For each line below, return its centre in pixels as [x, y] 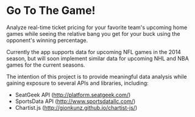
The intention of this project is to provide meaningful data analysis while [97, 76]
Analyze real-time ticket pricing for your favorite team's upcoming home [97, 27]
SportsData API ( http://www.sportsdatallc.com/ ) [75, 101]
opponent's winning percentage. [47, 40]
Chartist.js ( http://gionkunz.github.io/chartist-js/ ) [76, 107]
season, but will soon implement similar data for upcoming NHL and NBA [97, 58]
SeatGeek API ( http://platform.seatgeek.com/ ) [73, 95]
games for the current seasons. [46, 65]
